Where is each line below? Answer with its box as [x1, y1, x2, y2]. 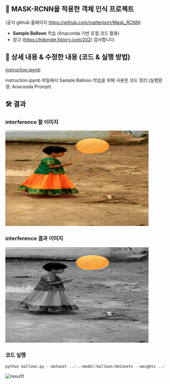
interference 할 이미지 [5, 119, 59, 126]
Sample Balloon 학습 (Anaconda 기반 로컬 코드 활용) [12, 30, 120, 36]
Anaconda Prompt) [12, 83, 52, 90]
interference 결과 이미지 [5, 235, 64, 242]
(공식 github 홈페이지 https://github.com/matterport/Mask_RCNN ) [5, 19, 141, 25]
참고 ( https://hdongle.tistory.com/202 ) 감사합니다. [12, 36, 116, 42]
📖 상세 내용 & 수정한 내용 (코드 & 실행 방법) [5, 53, 131, 62]
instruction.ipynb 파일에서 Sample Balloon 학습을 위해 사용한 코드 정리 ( [5, 77, 150, 83]
